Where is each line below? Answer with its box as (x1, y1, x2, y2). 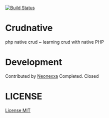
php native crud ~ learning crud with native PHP (5, 39, 104, 45)
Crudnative (5, 23, 53, 34)
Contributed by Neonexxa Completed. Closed (5, 73, 99, 79)
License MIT (5, 107, 31, 113)
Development (5, 57, 62, 68)
